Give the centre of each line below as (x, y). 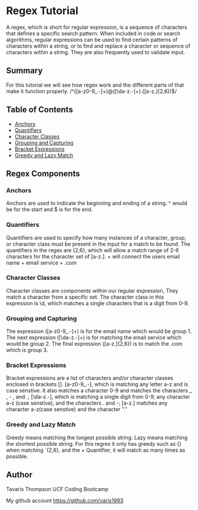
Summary (24, 71)
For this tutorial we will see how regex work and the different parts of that (95, 85)
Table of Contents (40, 110)
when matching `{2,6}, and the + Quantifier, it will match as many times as (96, 450)
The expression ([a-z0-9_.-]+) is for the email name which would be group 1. (99, 332)
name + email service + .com (41, 263)
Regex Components (43, 173)
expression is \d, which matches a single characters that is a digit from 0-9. (98, 303)
